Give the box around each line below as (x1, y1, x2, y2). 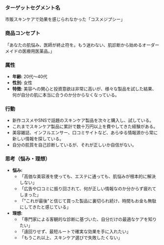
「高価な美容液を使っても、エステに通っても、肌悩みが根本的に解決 (19, 173, 156, 179)
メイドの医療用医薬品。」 (5, 48, 55, 54)
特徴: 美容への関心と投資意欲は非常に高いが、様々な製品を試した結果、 (12, 86, 157, 92)
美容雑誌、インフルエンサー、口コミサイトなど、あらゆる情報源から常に (12, 130, 158, 136)
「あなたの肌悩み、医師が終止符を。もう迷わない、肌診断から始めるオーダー (5, 42, 160, 48)
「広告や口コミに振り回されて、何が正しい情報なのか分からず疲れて (19, 186, 157, 192)
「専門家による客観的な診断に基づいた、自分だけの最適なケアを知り (19, 217, 157, 222)
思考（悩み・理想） (5, 155, 50, 162)
